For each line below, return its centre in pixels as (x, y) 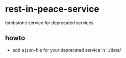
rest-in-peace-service (52, 9)
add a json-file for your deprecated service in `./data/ (67, 50)
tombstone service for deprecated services (49, 23)
